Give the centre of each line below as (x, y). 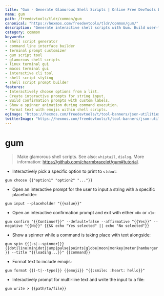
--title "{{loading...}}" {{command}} (51, 252)
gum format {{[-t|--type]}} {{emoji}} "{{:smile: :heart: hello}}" (75, 270)
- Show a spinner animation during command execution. (62, 105)
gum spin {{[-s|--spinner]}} (35, 244)
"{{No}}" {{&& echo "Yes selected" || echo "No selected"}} (87, 226)
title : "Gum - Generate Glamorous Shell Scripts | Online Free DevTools (81, 10)
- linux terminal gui (27, 64)
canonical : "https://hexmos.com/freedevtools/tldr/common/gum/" (72, 23)
